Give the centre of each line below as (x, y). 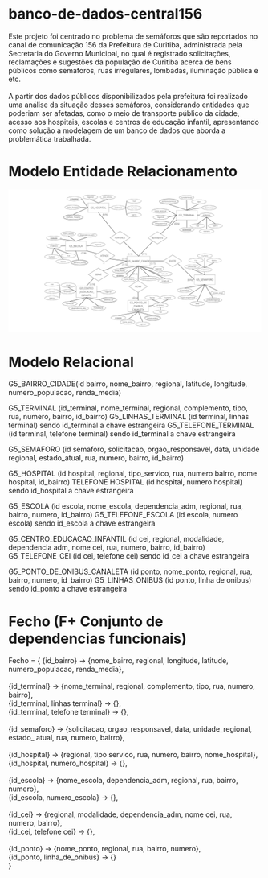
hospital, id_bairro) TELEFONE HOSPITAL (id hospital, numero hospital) (126, 482)
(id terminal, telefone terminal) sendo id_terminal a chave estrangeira (122, 434)
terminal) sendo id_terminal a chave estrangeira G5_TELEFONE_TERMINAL (131, 425)
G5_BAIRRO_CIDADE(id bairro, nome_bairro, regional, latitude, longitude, (128, 384)
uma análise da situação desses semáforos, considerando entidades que (129, 105)
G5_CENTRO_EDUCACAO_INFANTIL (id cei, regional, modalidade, (116, 539)
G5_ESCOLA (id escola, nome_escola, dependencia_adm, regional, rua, (126, 506)
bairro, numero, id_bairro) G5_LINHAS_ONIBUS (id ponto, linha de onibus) (130, 580)
